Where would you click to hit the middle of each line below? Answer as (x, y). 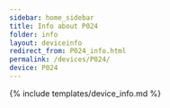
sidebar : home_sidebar (52, 18)
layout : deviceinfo (46, 43)
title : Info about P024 (54, 26)
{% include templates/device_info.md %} (85, 93)
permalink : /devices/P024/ (60, 59)
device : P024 (34, 68)
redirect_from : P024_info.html (68, 51)
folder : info (34, 34)
